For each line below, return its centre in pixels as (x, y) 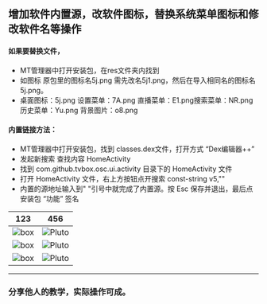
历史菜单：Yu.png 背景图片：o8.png (79, 110)
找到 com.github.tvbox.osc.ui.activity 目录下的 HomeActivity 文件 (126, 169)
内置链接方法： (33, 130)
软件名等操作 (50, 29)
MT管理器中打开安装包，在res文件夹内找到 (90, 70)
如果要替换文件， (36, 51)
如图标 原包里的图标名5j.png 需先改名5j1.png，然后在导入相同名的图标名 (137, 80)
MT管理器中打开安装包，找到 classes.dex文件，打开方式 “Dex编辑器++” (137, 149)
